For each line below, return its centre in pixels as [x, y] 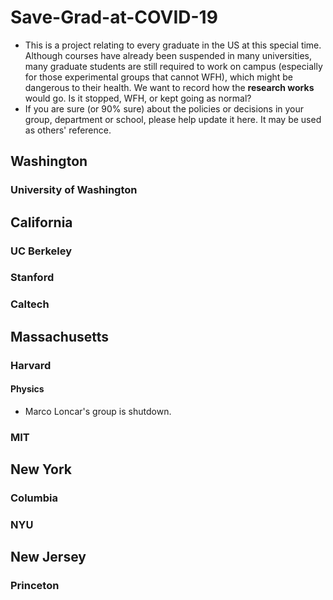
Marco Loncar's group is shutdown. [98, 411]
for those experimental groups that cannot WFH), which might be [159, 77]
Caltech [30, 304]
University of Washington [74, 190]
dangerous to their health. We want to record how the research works [169, 87]
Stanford [32, 278]
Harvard [31, 365]
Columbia [34, 498]
